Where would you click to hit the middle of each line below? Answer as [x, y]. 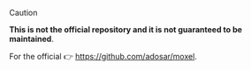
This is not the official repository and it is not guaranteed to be [126, 29]
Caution [23, 13]
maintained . [32, 39]
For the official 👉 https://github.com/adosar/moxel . [103, 56]
